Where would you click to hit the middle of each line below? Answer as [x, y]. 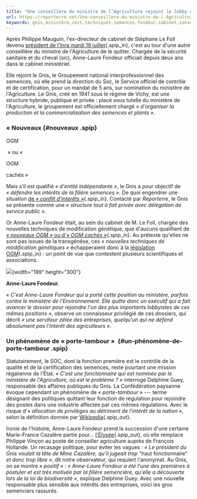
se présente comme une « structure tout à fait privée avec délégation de [94, 205]
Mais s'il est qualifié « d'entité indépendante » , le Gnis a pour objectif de [94, 186]
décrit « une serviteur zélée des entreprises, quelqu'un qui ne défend [89, 320]
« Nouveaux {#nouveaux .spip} [52, 128]
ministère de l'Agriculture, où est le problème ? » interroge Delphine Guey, [95, 379]
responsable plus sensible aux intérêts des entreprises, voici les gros [89, 484]
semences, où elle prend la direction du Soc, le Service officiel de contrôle [96, 82]
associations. [22, 260]
